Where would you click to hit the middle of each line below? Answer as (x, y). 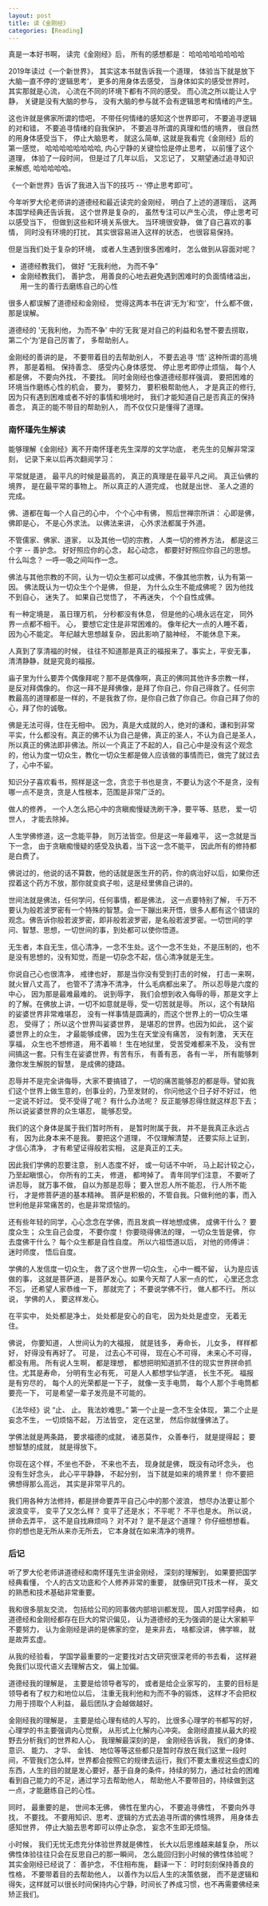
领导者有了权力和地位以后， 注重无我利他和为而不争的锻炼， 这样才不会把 (129, 1693)
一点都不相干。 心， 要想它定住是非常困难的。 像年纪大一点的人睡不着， (133, 624)
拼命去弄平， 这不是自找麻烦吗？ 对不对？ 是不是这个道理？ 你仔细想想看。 (131, 1520)
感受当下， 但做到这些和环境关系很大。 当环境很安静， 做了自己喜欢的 (130, 222)
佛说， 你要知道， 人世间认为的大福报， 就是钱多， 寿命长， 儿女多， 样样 (130, 1343)
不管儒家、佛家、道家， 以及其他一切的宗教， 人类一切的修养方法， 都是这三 (134, 540)
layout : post (30, 16)
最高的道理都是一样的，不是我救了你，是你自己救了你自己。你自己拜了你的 (137, 697)
